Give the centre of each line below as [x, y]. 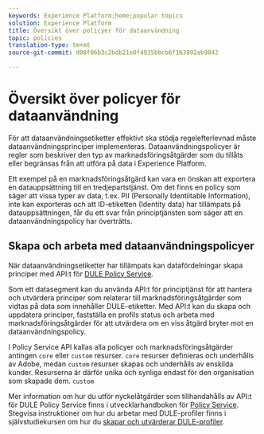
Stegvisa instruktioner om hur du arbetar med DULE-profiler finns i [117, 413]
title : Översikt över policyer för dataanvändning [94, 30]
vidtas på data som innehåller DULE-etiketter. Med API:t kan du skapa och [130, 306]
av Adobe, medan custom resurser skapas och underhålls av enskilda [121, 364]
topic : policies [35, 38]
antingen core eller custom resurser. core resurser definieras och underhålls [131, 355]
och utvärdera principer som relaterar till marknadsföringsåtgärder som [125, 297]
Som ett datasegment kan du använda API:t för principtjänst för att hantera [130, 289]
